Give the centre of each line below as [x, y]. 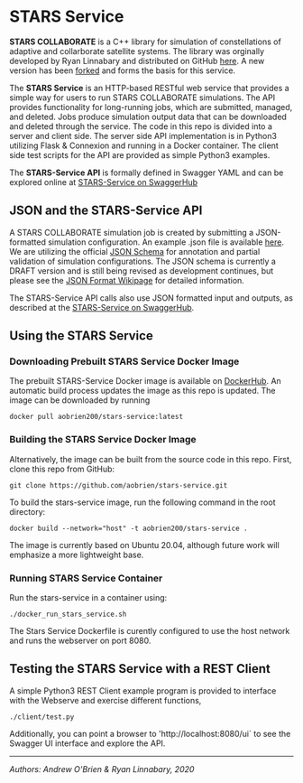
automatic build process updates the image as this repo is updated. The [142, 391]
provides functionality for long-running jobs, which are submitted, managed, [151, 107]
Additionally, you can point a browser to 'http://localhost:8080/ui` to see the [150, 733]
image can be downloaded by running [80, 400]
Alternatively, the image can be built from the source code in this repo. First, [151, 459]
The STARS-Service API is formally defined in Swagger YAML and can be [147, 172]
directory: [28, 511]
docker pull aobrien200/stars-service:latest [96, 417]
